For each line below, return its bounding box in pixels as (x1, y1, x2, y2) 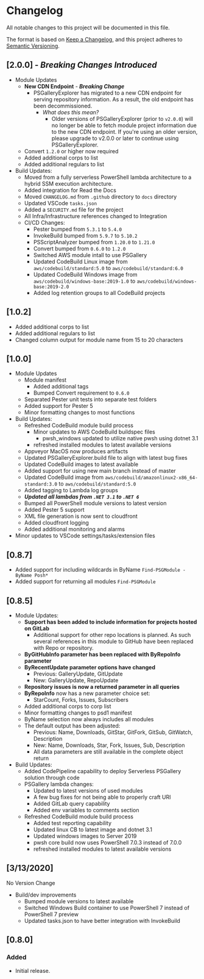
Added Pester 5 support (24, 506, 85, 514)
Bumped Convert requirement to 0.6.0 (33, 389, 130, 397)
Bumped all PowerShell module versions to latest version (24, 500, 167, 507)
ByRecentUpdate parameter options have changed (24, 664, 155, 671)
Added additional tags (33, 383, 89, 390)
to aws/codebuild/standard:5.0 (58, 480, 136, 487)
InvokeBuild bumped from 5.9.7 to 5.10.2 (33, 231, 138, 239)
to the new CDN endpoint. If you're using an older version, (51, 128, 198, 135)
